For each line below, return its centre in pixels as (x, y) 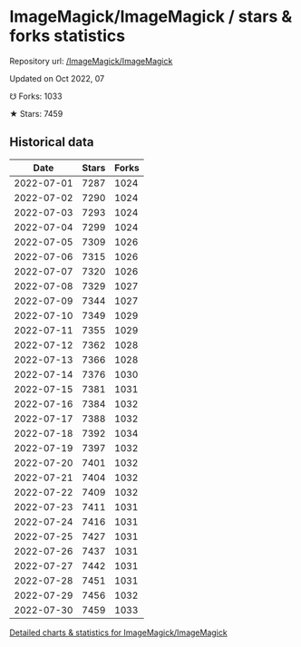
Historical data (52, 142)
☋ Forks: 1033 (36, 96)
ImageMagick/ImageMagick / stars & (151, 17)
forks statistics (67, 36)
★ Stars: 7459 (36, 113)
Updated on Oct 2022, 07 (57, 78)
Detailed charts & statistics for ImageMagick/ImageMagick (119, 633)
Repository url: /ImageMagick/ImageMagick (91, 61)
